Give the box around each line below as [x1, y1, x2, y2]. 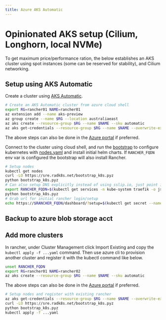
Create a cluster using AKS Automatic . [5, 93, 83, 99]
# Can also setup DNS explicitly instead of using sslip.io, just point [5, 182, 158, 187]
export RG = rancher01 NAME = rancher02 [5, 269, 81, 274]
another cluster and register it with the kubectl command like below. [5, 254, 143, 260]
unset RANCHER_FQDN [5, 264, 45, 269]
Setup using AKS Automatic [5, 80, 93, 88]
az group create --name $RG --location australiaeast [5, 116, 119, 121]
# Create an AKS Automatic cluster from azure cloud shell [5, 103, 129, 107]
